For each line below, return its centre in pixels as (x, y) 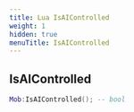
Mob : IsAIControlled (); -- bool (67, 99)
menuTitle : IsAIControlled (59, 43)
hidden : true (33, 34)
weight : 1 (28, 26)
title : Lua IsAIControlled (59, 17)
